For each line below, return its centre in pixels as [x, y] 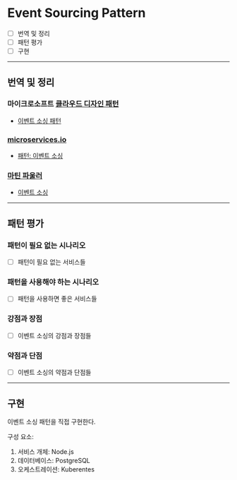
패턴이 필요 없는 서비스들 [51, 262]
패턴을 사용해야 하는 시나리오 [53, 282]
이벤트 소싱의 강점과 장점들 [54, 335]
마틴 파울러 [25, 176]
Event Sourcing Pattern [77, 13]
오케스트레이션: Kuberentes [56, 469]
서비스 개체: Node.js [45, 452]
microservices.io [37, 139]
